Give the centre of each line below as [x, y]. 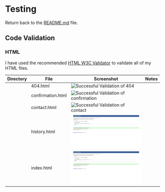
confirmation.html [49, 96]
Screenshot [106, 79]
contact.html [44, 108]
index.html [42, 168]
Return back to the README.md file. [41, 23]
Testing [21, 9]
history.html [43, 132]
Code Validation [30, 38]
